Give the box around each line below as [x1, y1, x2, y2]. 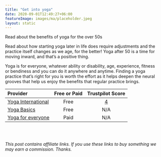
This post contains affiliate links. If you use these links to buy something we [5, 141, 157, 147]
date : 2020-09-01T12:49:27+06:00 [5, 12, 73, 17]
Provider [7, 90, 28, 97]
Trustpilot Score [87, 90, 126, 97]
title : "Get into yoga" [5, 7, 53, 12]
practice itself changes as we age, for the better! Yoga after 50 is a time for [5, 49, 155, 54]
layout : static [5, 20, 36, 26]
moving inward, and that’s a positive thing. [5, 54, 90, 60]
